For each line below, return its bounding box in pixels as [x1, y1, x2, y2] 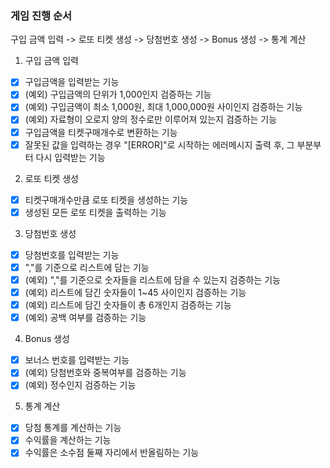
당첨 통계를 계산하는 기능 [24, 422, 122, 434]
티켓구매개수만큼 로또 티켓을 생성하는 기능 [24, 193, 189, 206]
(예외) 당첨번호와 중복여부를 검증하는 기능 [24, 367, 187, 379]
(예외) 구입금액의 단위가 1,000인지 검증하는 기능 [24, 88, 212, 101]
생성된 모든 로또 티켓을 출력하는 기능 [24, 206, 167, 218]
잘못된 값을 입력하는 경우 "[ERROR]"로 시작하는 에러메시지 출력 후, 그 [24, 138, 295, 151]
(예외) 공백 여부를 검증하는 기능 [24, 312, 147, 324]
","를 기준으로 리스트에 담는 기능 [24, 261, 150, 273]
